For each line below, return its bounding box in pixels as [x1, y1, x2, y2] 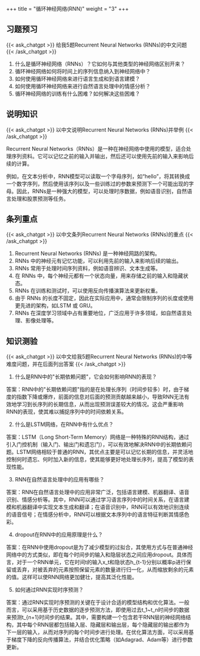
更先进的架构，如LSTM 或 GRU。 [14, 302, 96, 309]
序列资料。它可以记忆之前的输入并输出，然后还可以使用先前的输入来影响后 [11, 153, 194, 160]
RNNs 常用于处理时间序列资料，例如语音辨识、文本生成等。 [14, 265, 161, 272]
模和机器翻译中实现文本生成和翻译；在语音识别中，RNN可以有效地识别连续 [6, 503, 190, 511]
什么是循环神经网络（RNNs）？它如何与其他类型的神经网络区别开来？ [14, 60, 186, 67]
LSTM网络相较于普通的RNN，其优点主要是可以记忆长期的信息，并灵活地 [16, 449, 193, 456]
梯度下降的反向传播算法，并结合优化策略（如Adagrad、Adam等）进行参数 [11, 636, 193, 643]
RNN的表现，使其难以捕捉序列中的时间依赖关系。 [6, 408, 127, 415]
